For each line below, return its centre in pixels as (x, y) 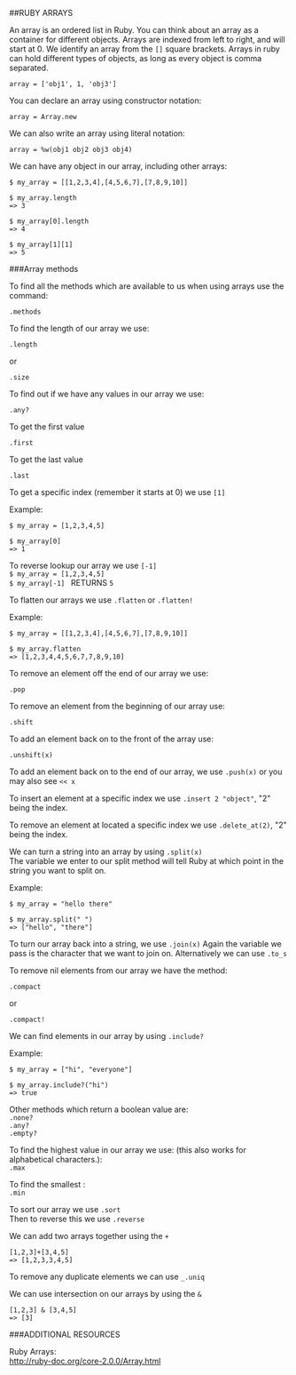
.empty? (23, 1133)
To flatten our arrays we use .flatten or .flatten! (101, 600)
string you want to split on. (58, 871)
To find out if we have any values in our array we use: (107, 394)
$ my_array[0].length (49, 221)
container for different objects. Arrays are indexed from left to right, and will (147, 40)
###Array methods (44, 269)
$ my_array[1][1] (41, 244)
